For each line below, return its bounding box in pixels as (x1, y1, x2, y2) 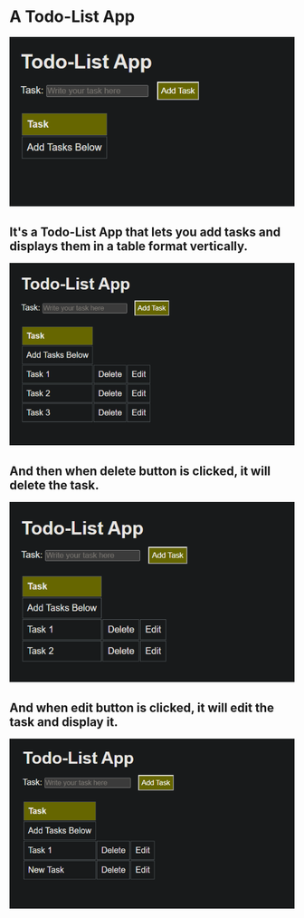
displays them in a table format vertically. (9, 238, 249, 254)
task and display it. (9, 714, 119, 730)
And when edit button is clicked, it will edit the (9, 700, 274, 715)
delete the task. (9, 478, 100, 493)
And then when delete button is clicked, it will (9, 463, 271, 478)
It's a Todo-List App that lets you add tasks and (9, 224, 281, 239)
